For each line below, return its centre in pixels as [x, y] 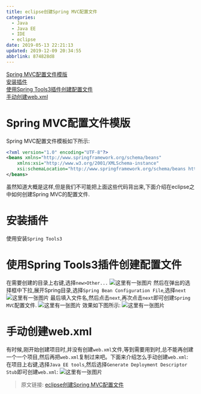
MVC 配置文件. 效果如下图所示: [63, 305]
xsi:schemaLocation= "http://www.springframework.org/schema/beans [101, 169]
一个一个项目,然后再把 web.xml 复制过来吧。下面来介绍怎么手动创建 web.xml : [97, 357]
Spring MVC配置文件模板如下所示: [48, 141]
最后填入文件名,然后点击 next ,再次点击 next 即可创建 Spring [120, 297]
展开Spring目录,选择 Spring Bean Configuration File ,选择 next [110, 290]
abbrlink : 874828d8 [31, 56]
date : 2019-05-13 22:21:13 [40, 46]
